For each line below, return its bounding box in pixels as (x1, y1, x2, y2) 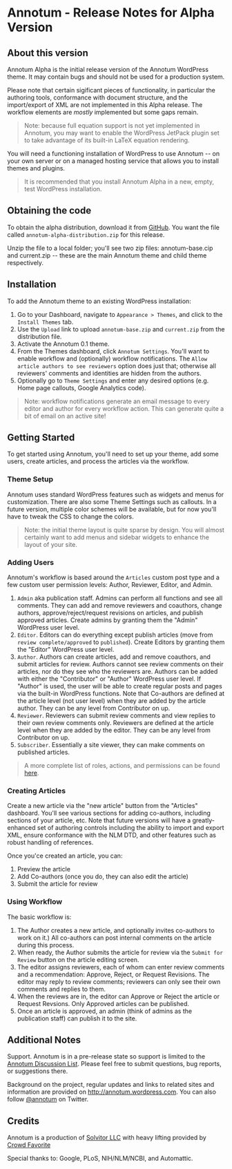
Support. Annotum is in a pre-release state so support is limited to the (7, 1052, 206, 1061)
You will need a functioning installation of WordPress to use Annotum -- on (7, 150, 220, 157)
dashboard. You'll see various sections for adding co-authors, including (7, 809, 211, 818)
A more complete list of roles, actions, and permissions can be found (23, 762, 220, 770)
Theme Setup (7, 474, 54, 484)
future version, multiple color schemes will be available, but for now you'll (7, 505, 217, 513)
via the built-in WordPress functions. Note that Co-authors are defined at (17, 689, 225, 698)
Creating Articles (7, 786, 66, 795)
